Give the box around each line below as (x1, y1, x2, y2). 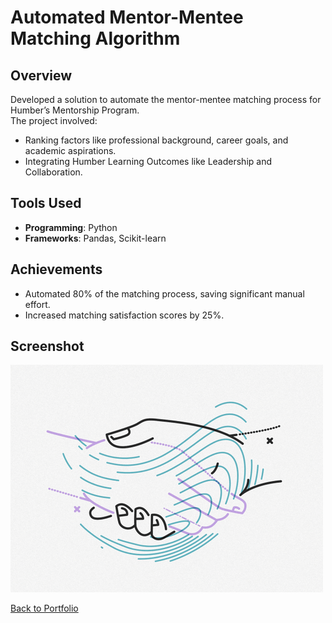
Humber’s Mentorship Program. (10, 104, 140, 116)
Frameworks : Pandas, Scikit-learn (24, 232, 167, 244)
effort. (24, 298, 51, 310)
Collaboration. (24, 166, 83, 178)
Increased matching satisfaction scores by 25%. (24, 309, 225, 321)
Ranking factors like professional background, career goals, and (24, 134, 289, 146)
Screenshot (10, 338, 85, 355)
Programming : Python (24, 221, 118, 233)
